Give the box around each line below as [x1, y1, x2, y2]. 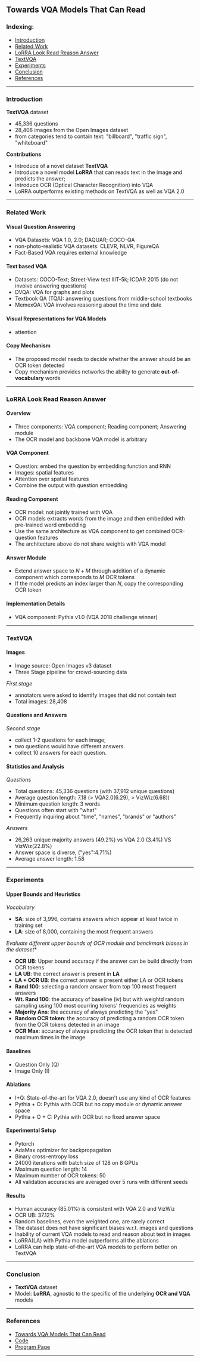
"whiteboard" [14, 139, 48, 146]
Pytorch [14, 1140, 35, 1147]
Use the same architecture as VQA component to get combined [14, 528, 171, 535]
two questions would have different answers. [14, 742, 125, 749]
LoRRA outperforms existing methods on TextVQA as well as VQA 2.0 [14, 188, 185, 195]
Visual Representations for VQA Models [6, 315, 107, 322]
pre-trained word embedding [14, 521, 86, 528]
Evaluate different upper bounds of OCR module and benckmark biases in [6, 939, 189, 947]
